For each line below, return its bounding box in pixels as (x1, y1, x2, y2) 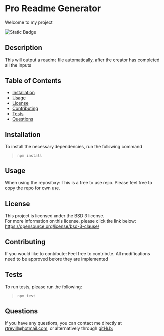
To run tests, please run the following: (5, 284, 82, 290)
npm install (17, 153, 42, 158)
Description (5, 43, 42, 52)
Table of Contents (5, 77, 62, 85)
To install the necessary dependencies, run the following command (5, 144, 142, 150)
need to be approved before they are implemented (5, 256, 108, 262)
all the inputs (5, 62, 31, 68)
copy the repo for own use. (5, 185, 60, 191)
